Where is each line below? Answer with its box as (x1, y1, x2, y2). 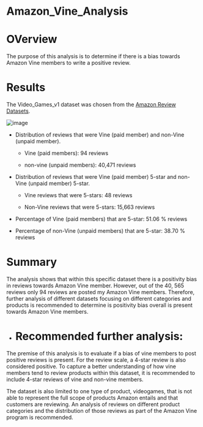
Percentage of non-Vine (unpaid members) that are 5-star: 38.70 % (15, 227, 185, 235)
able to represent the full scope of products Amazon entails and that (6, 394, 179, 401)
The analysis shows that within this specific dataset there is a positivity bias (6, 276, 197, 282)
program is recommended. (6, 414, 73, 421)
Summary (6, 255, 57, 269)
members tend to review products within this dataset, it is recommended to (6, 369, 196, 376)
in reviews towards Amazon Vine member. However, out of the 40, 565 (6, 282, 185, 289)
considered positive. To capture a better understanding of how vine (6, 363, 176, 370)
